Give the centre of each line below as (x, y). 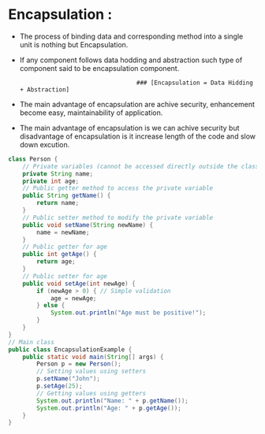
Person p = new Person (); (79, 364)
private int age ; (51, 181)
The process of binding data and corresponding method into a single (131, 36)
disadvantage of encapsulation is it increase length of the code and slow (138, 136)
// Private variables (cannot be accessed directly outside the (130, 166)
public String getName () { (67, 196)
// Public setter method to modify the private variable (118, 217)
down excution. (45, 144)
